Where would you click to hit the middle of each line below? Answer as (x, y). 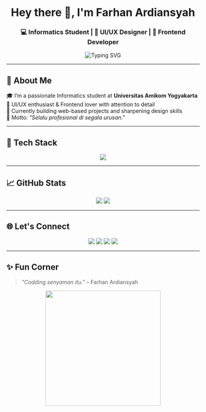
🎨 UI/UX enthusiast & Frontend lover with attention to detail (81, 104)
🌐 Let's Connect (38, 227)
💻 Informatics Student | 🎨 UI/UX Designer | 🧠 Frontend (103, 32)
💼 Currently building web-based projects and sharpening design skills (94, 111)
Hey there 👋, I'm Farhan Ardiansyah (103, 13)
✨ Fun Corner (33, 267)
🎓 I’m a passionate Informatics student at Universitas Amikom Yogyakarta (102, 96)
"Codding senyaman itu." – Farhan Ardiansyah (80, 282)
